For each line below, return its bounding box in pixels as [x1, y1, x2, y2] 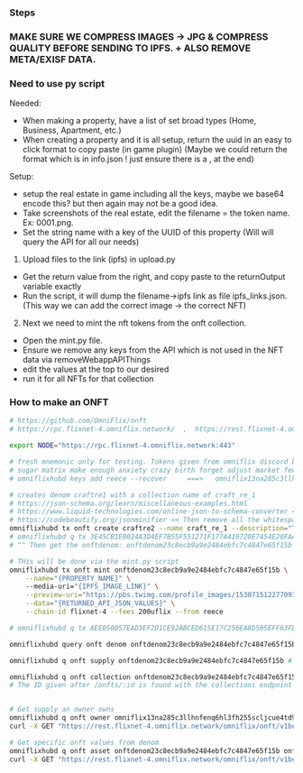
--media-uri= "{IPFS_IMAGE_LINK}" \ [25, 582, 160, 592]
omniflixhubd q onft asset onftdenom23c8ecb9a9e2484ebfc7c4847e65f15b [9, 746, 280, 755]
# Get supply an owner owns [9, 705, 115, 714]
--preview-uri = [25, 591, 83, 600]
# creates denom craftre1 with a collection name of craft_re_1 [9, 490, 256, 500]
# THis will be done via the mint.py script [9, 557, 179, 566]
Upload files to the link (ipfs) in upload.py [22, 254, 176, 265]
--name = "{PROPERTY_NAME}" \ [25, 574, 131, 583]
